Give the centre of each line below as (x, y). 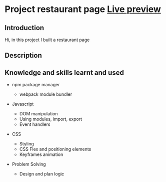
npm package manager (36, 85)
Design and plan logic (42, 174)
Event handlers (35, 124)
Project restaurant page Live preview (83, 9)
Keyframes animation (41, 154)
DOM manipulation (38, 114)
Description (23, 55)
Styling (27, 144)
